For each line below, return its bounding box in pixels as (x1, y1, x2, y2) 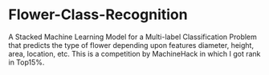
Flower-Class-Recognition (8, 6, 188, 24)
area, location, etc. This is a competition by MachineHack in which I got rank (8, 49, 261, 58)
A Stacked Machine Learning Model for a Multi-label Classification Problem (8, 32, 257, 41)
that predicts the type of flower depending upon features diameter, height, (8, 40, 255, 49)
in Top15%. (8, 57, 45, 67)
